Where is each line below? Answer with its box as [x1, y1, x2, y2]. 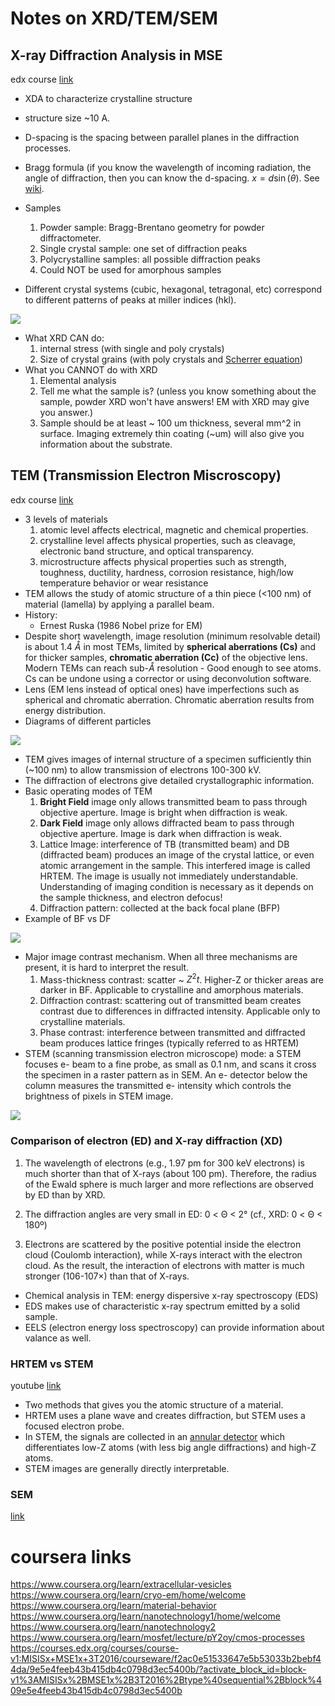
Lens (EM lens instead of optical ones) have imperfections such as [24, 683, 300, 695]
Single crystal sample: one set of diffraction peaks [39, 243, 248, 254]
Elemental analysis [39, 375, 117, 386]
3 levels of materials [24, 513, 108, 525]
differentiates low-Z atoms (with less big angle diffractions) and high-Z [24, 1442, 317, 1454]
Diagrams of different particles [24, 715, 152, 727]
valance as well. [24, 1332, 92, 1344]
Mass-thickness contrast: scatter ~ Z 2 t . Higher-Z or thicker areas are [39, 972, 324, 986]
